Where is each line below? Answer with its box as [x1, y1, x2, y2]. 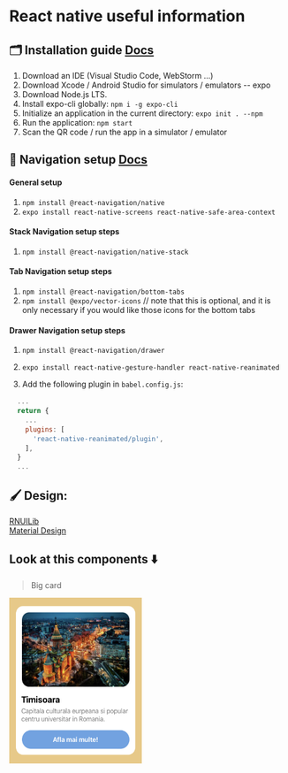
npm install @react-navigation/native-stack [21, 248, 189, 256]
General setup [9, 177, 63, 188]
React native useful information [9, 6, 246, 27]
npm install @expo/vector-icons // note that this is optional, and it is [21, 295, 271, 306]
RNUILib [9, 516, 40, 527]
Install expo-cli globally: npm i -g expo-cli [21, 99, 178, 109]
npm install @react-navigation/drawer [21, 347, 165, 356]
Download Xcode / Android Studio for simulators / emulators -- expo [21, 80, 271, 90]
